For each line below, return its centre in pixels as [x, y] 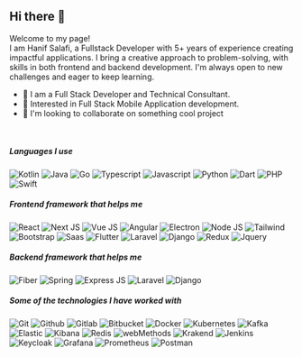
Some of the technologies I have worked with [96, 301]
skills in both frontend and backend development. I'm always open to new [146, 67]
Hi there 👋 [37, 17]
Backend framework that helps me [76, 257]
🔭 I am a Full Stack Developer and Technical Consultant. [126, 94]
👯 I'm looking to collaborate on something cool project [123, 113]
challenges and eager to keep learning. [82, 77]
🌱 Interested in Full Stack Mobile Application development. [131, 104]
